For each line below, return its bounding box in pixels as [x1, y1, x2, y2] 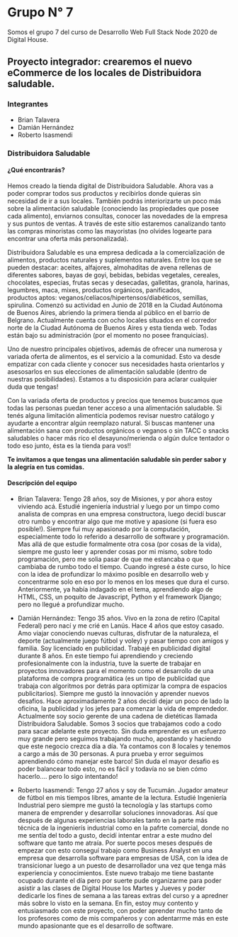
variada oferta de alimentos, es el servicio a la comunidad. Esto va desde [7, 352, 221, 360]
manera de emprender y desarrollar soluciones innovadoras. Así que [17, 808, 218, 816]
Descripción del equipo [7, 479, 77, 487]
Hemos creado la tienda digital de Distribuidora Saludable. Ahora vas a [7, 182, 214, 190]
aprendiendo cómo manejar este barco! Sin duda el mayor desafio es [17, 757, 220, 765]
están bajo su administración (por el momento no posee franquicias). [7, 331, 209, 339]
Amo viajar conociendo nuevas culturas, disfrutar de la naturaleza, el [17, 628, 219, 637]
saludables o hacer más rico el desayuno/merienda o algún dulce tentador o [7, 433, 230, 442]
